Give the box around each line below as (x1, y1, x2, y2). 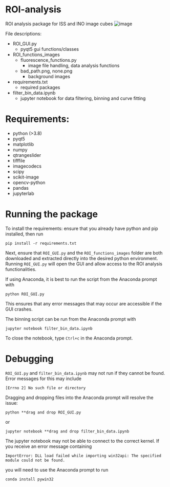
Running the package (5, 208, 98, 220)
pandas (12, 185, 29, 191)
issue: (5, 400, 18, 406)
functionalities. (5, 266, 37, 272)
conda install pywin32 (5, 477, 54, 482)
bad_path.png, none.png (20, 68, 73, 74)
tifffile (12, 157, 26, 164)
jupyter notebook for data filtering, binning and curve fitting (20, 95, 146, 101)
